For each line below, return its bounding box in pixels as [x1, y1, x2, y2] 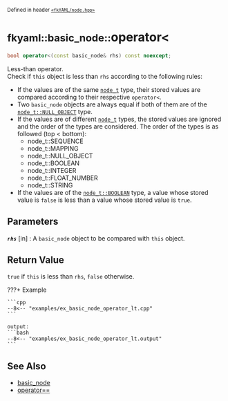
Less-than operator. [7, 64, 64, 73]
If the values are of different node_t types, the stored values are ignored [17, 115, 222, 123]
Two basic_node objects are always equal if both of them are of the [17, 100, 207, 109]
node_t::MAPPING [27, 144, 79, 152]
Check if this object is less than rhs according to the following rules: [7, 72, 202, 80]
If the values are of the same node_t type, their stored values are [17, 85, 201, 93]
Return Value [7, 254, 64, 266]
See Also [7, 360, 46, 372]
